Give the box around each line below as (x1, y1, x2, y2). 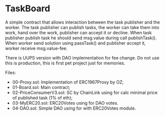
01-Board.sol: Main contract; (12, 84, 71, 90)
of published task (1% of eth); (12, 94, 73, 101)
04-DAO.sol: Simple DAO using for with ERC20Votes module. (12, 105, 136, 111)
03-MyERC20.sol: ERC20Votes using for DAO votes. (12, 100, 119, 106)
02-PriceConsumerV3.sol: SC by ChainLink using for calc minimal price (12, 89, 158, 95)
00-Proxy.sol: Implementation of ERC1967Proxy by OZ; (12, 79, 124, 85)
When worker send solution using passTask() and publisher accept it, (5, 40, 146, 46)
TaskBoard (5, 3, 50, 14)
